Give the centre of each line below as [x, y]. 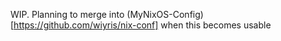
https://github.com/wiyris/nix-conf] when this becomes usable [142, 25]
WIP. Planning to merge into [67, 14]
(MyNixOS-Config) [165, 14]
